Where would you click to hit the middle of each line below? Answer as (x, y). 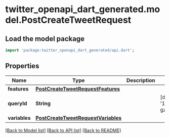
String (43, 103)
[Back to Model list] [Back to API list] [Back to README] (63, 130)
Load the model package (45, 39)
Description (141, 80)
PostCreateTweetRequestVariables (78, 118)
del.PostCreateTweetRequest (68, 20)
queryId (17, 103)
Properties (22, 66)
